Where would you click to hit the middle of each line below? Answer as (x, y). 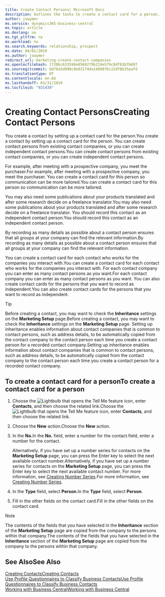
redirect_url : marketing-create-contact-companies (58, 60)
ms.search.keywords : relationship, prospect (51, 46)
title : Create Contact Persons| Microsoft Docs (55, 10)
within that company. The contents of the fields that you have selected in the (82, 536)
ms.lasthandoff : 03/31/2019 (34, 83)
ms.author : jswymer (25, 55)
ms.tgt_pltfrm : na (24, 37)
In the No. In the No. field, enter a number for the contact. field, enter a (83, 436)
